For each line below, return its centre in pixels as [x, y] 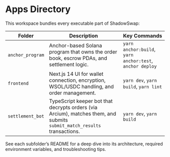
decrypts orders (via [73, 107]
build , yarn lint [143, 86]
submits [58, 120]
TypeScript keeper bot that [81, 101]
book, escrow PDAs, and [78, 58]
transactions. [64, 131]
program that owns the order [83, 51]
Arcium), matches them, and [82, 114]
